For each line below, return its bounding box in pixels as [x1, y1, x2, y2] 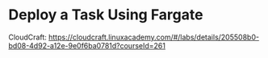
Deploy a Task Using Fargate [8, 6, 203, 24]
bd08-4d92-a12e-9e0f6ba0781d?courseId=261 [8, 40, 165, 50]
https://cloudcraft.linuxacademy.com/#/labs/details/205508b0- [48, 32, 260, 42]
